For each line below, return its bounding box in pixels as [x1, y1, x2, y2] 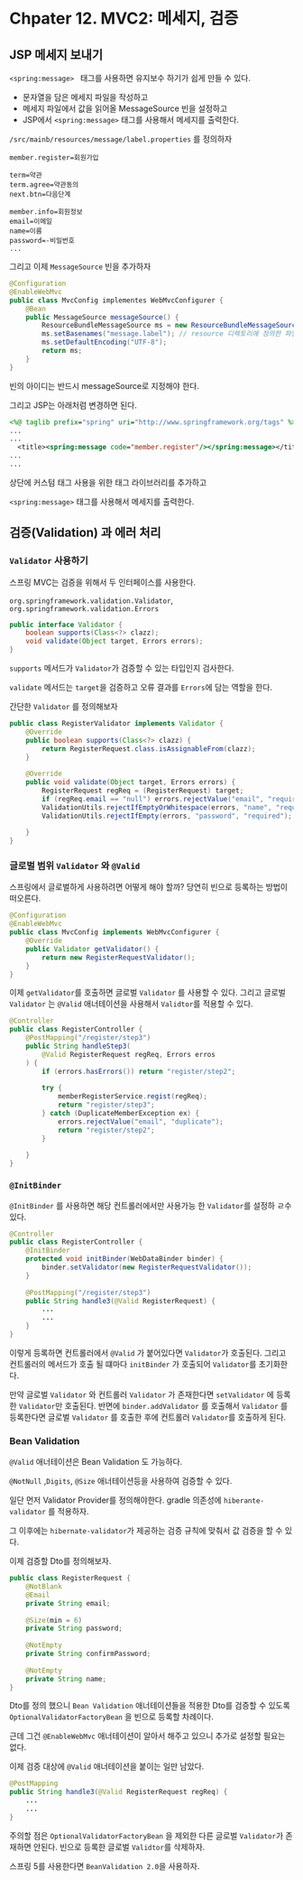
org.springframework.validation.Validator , [9, 595, 174, 606]
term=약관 [9, 171, 42, 180]
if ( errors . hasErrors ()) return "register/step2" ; [41, 1067, 236, 1076]
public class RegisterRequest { [9, 1574, 131, 1583]
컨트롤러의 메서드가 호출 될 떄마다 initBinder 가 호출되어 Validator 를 [9, 1358, 257, 1369]
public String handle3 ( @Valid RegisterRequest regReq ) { [9, 1788, 228, 1797]
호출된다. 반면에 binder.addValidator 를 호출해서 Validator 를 [64, 1400, 289, 1411]
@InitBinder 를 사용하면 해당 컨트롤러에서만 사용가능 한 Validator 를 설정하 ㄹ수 [9, 1199, 292, 1210]
